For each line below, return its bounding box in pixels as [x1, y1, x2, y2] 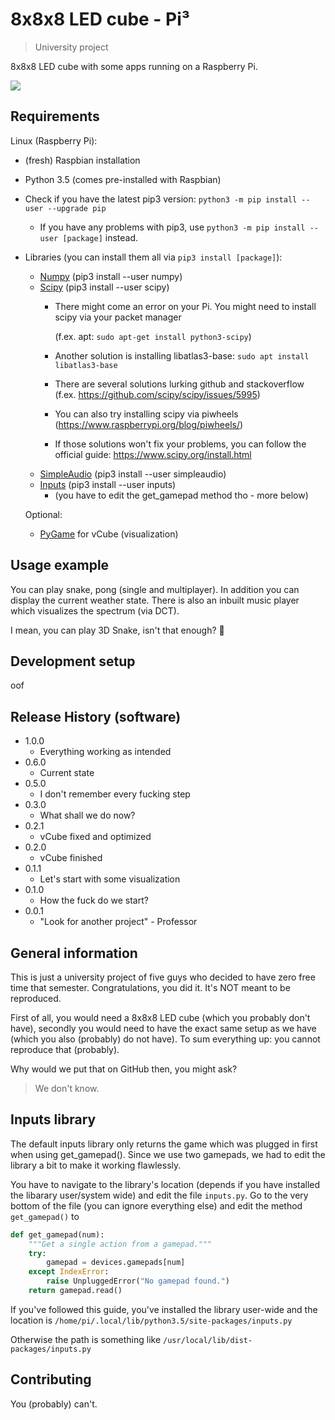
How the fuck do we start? [39, 894, 149, 907]
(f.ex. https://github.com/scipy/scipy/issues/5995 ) [54, 388, 261, 400]
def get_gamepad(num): [10, 1229, 105, 1240]
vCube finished [39, 852, 103, 864]
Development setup [10, 653, 136, 670]
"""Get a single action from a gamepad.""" [28, 1239, 213, 1249]
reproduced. [10, 993, 62, 1004]
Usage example [10, 557, 110, 574]
